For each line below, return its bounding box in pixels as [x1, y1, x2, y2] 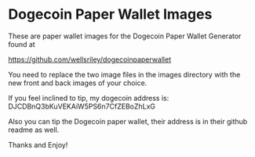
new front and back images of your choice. [8, 78, 148, 87]
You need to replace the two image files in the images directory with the [8, 70, 241, 79]
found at [8, 39, 35, 48]
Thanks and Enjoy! [8, 140, 68, 149]
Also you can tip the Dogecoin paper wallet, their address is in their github [8, 116, 248, 126]
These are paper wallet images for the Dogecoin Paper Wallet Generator [8, 31, 242, 41]
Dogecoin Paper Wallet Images [8, 5, 213, 23]
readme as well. [8, 125, 60, 134]
